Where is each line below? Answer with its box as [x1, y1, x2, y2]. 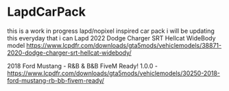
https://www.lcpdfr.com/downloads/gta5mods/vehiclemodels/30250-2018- [7, 69, 221, 77]
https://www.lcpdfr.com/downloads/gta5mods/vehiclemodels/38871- [26, 41, 221, 49]
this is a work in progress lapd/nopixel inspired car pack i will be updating [7, 27, 215, 35]
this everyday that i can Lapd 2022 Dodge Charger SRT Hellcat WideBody [7, 34, 216, 42]
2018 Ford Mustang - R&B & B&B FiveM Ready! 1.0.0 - [7, 62, 158, 70]
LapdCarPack [7, 4, 86, 20]
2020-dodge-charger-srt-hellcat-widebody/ [7, 49, 132, 57]
